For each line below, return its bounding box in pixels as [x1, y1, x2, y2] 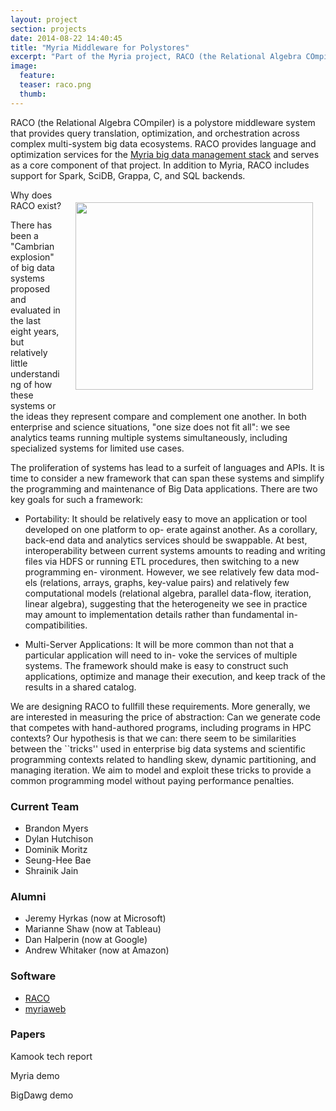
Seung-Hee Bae [24, 854, 92, 866]
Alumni [10, 889, 47, 903]
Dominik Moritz [24, 843, 88, 855]
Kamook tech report [10, 1050, 93, 1062]
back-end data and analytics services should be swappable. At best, [24, 534, 308, 546]
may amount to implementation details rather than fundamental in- [24, 608, 298, 620]
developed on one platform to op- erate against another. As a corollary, [24, 523, 318, 535]
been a [10, 229, 39, 241]
